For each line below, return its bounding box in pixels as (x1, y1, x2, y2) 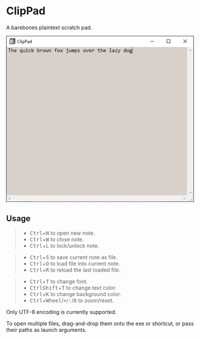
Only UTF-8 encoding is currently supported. (6, 308, 117, 315)
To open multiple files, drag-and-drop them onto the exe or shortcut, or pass (6, 320, 194, 327)
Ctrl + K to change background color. (29, 290, 121, 297)
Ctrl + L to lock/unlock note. (29, 242, 99, 249)
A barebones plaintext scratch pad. (6, 24, 92, 31)
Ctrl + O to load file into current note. (29, 260, 120, 267)
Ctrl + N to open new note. (29, 229, 95, 237)
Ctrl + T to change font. (29, 278, 88, 285)
